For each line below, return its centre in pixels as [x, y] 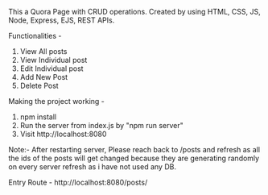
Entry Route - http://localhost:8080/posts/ [78, 182]
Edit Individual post [52, 68]
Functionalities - [35, 36]
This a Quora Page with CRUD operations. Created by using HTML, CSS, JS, [135, 12]
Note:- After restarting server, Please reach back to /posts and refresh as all [134, 149]
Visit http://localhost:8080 [63, 134]
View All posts [43, 51]
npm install [38, 117]
